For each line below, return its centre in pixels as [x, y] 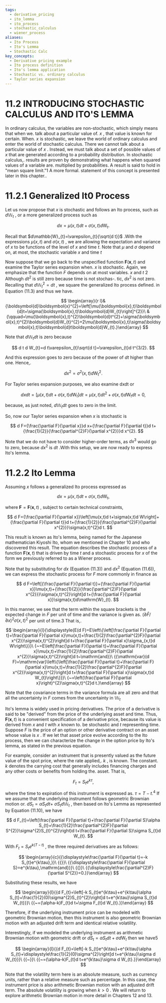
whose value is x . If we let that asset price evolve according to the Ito [76, 735]
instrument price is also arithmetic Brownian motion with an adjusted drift [80, 985]
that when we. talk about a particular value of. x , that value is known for [79, 133]
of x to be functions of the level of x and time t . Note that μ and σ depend [80, 247]
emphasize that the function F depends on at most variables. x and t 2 [77, 273]
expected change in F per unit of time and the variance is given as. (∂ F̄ [77, 614]
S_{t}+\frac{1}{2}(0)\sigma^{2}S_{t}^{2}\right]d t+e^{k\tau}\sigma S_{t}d [83, 898]
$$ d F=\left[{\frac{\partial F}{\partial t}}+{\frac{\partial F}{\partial [83, 584]
